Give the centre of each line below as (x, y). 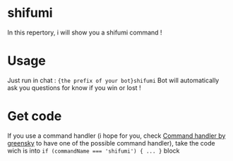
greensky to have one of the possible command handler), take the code (111, 143)
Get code (35, 116)
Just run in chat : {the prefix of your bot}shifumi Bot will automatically (113, 80)
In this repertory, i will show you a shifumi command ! (85, 32)
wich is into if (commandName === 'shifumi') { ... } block (94, 150)
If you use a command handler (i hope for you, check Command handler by (116, 136)
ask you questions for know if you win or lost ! (74, 88)
